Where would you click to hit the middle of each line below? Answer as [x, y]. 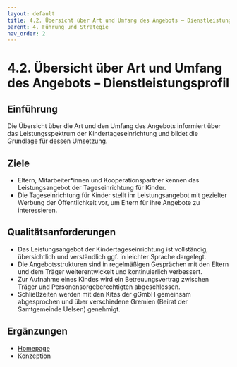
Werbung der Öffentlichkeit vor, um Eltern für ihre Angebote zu [109, 203]
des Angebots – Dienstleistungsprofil [119, 83]
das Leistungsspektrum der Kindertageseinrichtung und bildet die [103, 134]
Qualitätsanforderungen [62, 232]
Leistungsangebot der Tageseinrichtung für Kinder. [92, 188]
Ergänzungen [38, 331]
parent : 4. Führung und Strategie [58, 27]
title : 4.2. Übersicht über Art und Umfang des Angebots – [96, 20]
